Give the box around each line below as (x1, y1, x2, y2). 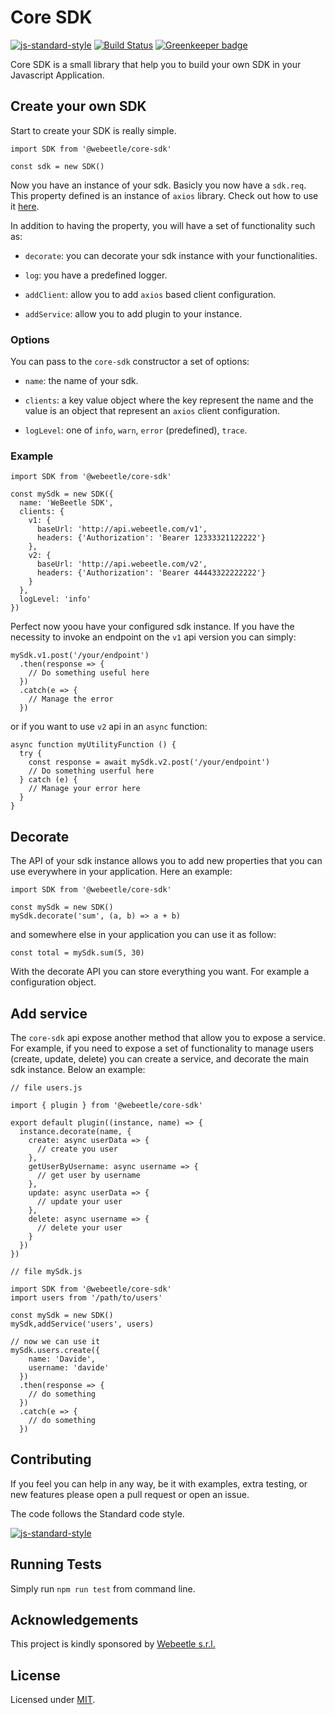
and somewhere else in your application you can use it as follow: (10, 929, 277, 941)
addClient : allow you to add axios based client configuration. (24, 288, 277, 300)
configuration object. (10, 976, 97, 988)
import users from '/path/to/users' (10, 1292, 163, 1303)
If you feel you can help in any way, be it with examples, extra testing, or (10, 1477, 308, 1490)
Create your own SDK (10, 98, 147, 115)
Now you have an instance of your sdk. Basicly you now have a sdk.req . (10, 179, 307, 191)
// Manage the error (28, 694, 114, 705)
